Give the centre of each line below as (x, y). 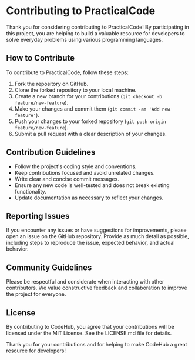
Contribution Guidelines (51, 152)
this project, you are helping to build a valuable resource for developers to (95, 33)
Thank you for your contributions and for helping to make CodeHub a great (97, 344)
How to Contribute (41, 58)
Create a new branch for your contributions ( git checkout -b (88, 96)
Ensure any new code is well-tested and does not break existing (92, 185)
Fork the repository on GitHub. (51, 84)
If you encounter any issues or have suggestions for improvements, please (96, 230)
